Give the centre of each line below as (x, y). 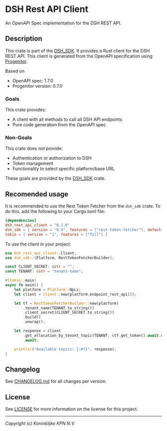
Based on (15, 71)
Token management (33, 164)
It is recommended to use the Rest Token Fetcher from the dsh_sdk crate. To (83, 206)
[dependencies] (21, 220)
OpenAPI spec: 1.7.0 (33, 80)
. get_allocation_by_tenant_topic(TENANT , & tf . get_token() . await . (92, 335)
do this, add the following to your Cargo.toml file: (55, 212)
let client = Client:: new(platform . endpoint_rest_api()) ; (75, 294)
